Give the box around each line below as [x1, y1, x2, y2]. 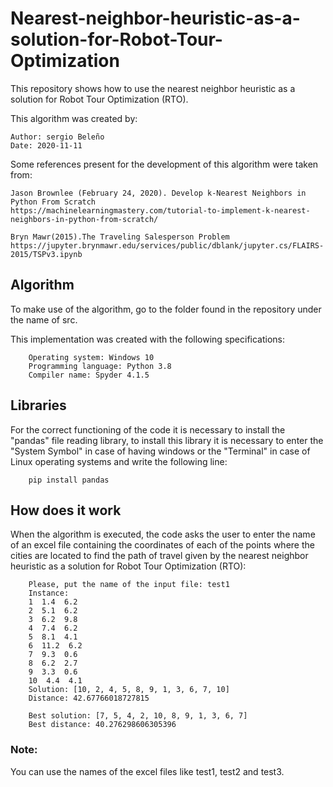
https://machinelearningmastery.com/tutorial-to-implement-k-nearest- [10, 205, 311, 216]
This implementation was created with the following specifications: [10, 333, 286, 345]
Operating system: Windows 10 [28, 352, 155, 362]
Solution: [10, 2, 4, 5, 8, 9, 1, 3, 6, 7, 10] [28, 685, 230, 695]
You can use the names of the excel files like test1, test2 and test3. [10, 765, 285, 777]
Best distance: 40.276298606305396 [28, 720, 177, 730]
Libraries [10, 397, 67, 414]
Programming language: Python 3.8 [28, 361, 172, 371]
